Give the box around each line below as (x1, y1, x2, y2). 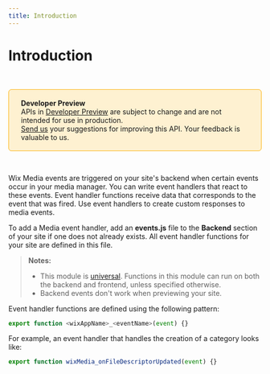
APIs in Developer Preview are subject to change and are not (21, 106, 223, 117)
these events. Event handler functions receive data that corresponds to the (8, 190, 256, 199)
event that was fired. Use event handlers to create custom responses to (8, 199, 245, 208)
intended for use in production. (21, 115, 124, 125)
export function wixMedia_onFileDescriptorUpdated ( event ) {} (8, 358, 218, 366)
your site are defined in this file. (8, 240, 113, 249)
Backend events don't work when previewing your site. (39, 288, 223, 298)
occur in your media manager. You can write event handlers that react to (8, 182, 247, 191)
